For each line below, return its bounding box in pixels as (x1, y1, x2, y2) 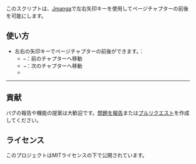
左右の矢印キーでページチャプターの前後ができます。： (14, 47, 145, 54)
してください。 (6, 116, 42, 124)
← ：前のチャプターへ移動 (23, 55, 83, 62)
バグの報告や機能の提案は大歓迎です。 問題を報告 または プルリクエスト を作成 (6, 109, 190, 116)
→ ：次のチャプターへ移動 (23, 62, 83, 69)
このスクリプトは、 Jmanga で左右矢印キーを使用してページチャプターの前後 (6, 5, 189, 12)
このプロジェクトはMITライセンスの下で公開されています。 (6, 152, 148, 159)
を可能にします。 (6, 12, 47, 19)
